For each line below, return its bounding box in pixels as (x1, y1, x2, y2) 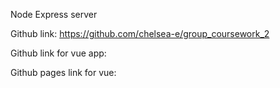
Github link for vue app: (10, 47, 107, 59)
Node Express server (10, 9, 98, 20)
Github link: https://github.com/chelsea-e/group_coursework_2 (10, 28, 270, 39)
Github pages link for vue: (10, 67, 117, 78)
